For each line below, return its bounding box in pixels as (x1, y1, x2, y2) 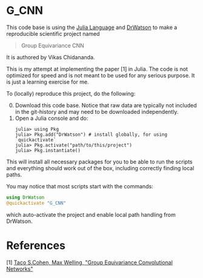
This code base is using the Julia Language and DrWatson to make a (6, 24, 178, 31)
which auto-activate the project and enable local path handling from (6, 211, 176, 218)
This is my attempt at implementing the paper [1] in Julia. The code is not (6, 65, 188, 73)
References (6, 239, 65, 252)
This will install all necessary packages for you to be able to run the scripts (6, 158, 193, 165)
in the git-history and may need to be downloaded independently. (15, 108, 179, 115)
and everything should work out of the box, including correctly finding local (6, 164, 195, 171)
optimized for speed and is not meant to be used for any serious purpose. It (6, 71, 195, 79)
